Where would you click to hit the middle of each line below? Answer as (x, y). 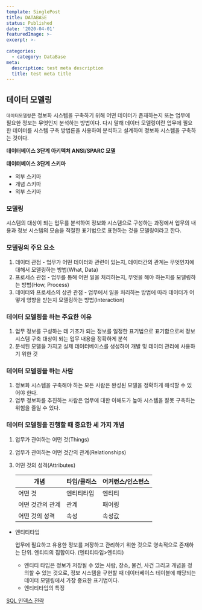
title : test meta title (41, 74)
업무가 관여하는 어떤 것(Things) (52, 439)
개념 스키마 (28, 184)
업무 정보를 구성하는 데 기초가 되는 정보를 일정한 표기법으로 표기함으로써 (99, 331)
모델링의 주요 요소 (31, 248)
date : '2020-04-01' (31, 29)
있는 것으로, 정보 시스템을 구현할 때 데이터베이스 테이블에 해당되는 (119, 573)
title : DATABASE (27, 18)
